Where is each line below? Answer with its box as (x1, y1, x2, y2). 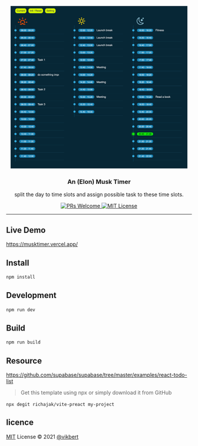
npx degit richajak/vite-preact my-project (6, 402, 115, 408)
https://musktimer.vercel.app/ (6, 241, 78, 248)
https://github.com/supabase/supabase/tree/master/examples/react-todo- (6, 371, 187, 379)
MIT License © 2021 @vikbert (6, 433, 79, 440)
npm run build (6, 339, 41, 345)
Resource (6, 356, 42, 366)
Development (6, 290, 57, 300)
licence (6, 418, 34, 428)
